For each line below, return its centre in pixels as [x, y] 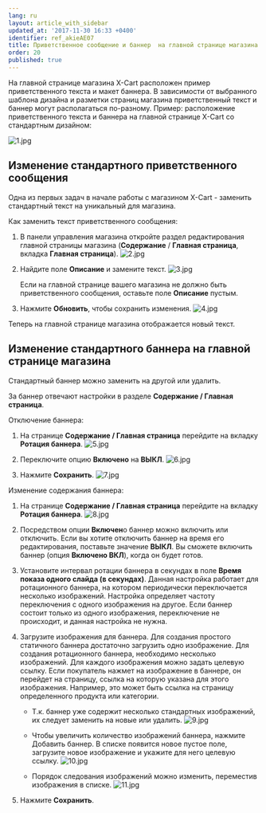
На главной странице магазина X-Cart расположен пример [110, 82]
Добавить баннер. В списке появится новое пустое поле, [129, 744]
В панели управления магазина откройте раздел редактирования [132, 237]
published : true [35, 61]
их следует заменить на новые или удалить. [107, 720]
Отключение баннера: [46, 420]
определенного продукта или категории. [89, 696]
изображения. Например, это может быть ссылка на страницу [127, 687]
